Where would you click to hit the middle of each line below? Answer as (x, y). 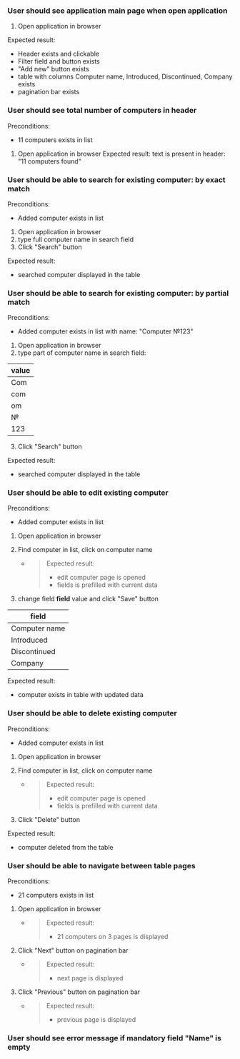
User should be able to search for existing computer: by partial (118, 293)
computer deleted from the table (65, 847)
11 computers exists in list (55, 140)
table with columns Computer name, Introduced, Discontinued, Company (125, 76)
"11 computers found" (50, 161)
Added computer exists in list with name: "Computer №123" (105, 331)
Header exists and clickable (59, 54)
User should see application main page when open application (117, 11)
